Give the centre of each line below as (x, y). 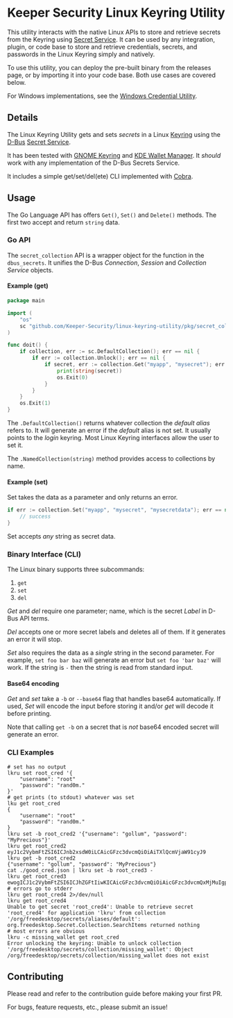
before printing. (29, 714)
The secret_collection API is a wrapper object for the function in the (106, 255)
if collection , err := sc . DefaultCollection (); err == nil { (110, 352)
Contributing (35, 977)
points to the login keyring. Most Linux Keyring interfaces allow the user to (113, 438)
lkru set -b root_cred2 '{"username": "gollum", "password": (97, 834)
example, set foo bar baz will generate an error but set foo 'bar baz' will (114, 660)
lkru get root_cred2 (37, 846)
